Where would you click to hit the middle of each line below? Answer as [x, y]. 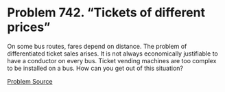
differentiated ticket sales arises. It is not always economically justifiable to [113, 54]
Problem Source [30, 81]
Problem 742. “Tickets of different [106, 13]
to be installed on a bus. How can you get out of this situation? [95, 68]
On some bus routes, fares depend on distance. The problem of [97, 46]
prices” [29, 27]
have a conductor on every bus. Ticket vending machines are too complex [112, 60]
